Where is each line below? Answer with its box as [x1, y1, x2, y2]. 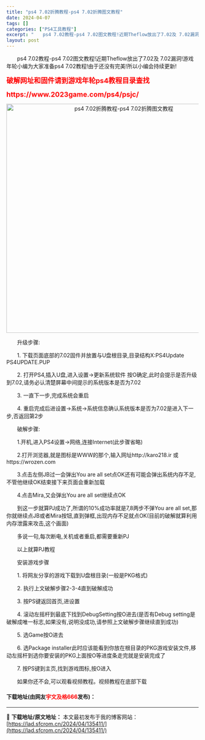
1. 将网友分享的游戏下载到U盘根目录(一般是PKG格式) [16, 572, 148, 579]
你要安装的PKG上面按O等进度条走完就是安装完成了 [38, 652, 166, 659]
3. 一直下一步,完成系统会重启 [16, 392, 90, 399]
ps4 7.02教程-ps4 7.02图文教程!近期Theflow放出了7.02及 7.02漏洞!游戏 [16, 55, 194, 62]
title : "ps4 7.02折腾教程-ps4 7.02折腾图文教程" [6, 9, 123, 15]
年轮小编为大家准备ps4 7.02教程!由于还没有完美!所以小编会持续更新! [6, 62, 177, 70]
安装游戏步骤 [16, 559, 49, 566]
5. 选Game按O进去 [16, 631, 64, 639]
